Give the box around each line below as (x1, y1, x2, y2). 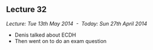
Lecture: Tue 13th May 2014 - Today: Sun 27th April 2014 (6, 20, 147, 27)
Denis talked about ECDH (14, 31, 76, 38)
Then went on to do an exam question (14, 37, 107, 44)
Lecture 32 (6, 5, 47, 15)
